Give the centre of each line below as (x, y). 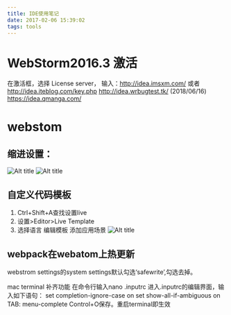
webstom (35, 127)
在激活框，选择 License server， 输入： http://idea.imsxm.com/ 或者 (104, 83)
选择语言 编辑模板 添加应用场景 (61, 230)
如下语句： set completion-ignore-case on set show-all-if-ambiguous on (117, 295)
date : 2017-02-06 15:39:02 (46, 20)
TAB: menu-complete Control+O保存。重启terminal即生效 (89, 304)
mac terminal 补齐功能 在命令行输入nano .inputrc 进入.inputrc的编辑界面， (113, 287)
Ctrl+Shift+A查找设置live (52, 213)
